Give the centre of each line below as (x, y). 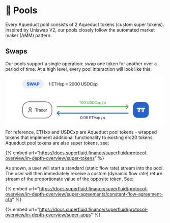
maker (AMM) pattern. (29, 35)
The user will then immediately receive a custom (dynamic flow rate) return (84, 173)
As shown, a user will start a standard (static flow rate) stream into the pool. (84, 168)
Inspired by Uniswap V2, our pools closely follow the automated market (80, 30)
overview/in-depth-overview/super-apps (48, 215)
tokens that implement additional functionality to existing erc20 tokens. (80, 137)
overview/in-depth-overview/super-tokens (50, 158)
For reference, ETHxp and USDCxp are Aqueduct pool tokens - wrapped (81, 132)
